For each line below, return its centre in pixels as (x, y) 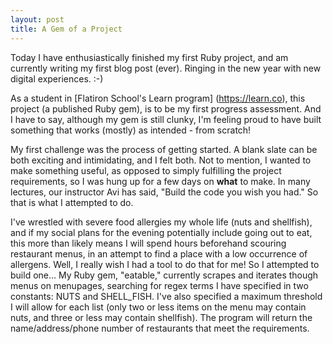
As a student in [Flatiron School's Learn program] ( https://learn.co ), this (158, 98)
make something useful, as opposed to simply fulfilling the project (146, 170)
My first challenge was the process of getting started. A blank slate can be (164, 149)
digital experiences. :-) (57, 78)
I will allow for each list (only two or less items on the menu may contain (158, 307)
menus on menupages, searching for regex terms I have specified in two (159, 285)
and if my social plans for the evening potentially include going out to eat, (161, 232)
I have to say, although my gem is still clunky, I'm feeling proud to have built (166, 119)
